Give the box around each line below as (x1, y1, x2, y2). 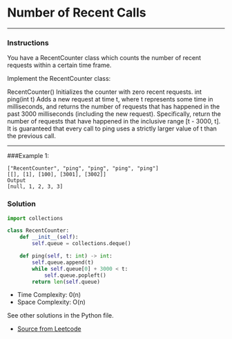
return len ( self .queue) (32, 278, 100, 285)
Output (7, 177, 26, 184)
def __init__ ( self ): (19, 233, 79, 241)
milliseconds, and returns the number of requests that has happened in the (7, 102, 220, 111)
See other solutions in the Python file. (7, 311, 114, 320)
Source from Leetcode (17, 325, 81, 333)
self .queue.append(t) (32, 259, 95, 266)
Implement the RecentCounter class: (7, 75, 111, 83)
